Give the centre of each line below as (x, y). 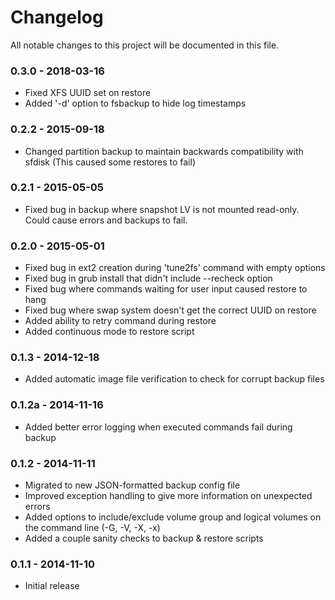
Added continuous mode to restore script (109, 332)
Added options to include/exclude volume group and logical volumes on (173, 517)
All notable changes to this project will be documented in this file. (145, 45)
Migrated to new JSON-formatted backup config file (132, 485)
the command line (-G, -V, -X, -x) (92, 528)
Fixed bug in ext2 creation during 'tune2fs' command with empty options (175, 268)
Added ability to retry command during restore (120, 321)
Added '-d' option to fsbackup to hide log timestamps (135, 103)
